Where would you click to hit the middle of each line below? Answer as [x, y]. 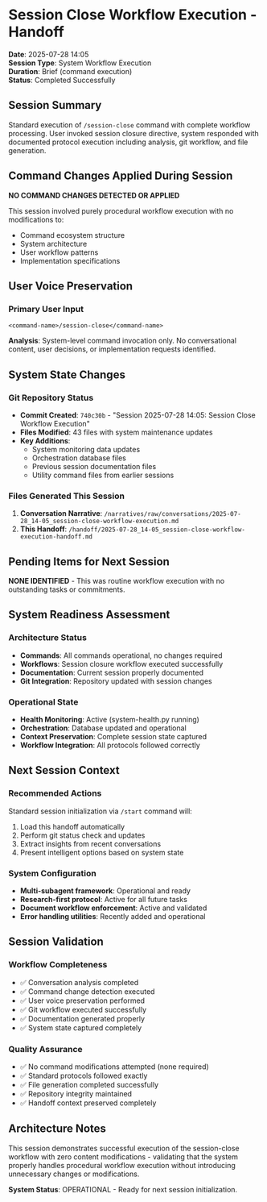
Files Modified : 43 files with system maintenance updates [116, 432]
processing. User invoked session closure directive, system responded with [133, 133]
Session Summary [55, 105]
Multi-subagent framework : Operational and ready [105, 891]
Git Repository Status [51, 397]
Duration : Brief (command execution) [70, 71]
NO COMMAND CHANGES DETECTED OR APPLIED [94, 195]
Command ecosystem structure [72, 235]
